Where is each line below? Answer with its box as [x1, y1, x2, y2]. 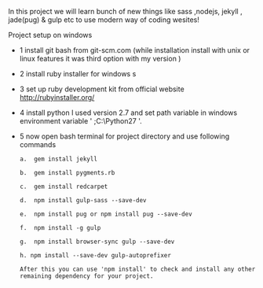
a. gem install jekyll [19, 155, 98, 163]
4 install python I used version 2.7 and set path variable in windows [19, 108, 238, 117]
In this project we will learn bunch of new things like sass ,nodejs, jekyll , [8, 7, 243, 16]
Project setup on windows [8, 31, 93, 39]
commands [19, 140, 57, 149]
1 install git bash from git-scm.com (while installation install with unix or [19, 46, 250, 54]
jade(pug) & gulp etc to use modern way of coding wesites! [8, 15, 200, 24]
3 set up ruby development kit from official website [19, 84, 184, 94]
